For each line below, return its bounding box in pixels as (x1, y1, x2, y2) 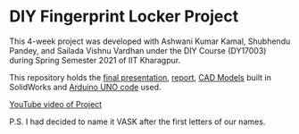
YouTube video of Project (9, 98, 103, 109)
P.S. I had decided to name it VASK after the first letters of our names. (9, 116, 266, 127)
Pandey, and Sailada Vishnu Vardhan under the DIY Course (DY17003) (9, 45, 267, 55)
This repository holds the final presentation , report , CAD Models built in (9, 71, 272, 82)
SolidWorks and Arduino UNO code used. (9, 81, 162, 92)
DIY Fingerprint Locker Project (9, 6, 239, 27)
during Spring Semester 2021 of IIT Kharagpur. (9, 54, 181, 65)
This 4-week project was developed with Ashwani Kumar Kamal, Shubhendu (9, 36, 291, 46)
